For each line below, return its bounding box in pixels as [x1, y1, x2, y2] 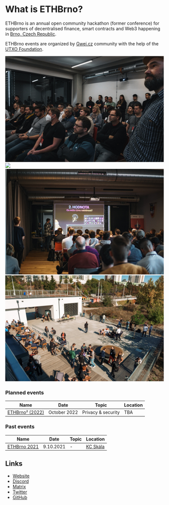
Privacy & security [82, 409, 120, 415]
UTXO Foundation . [5, 46, 44, 52]
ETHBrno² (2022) [7, 409, 44, 415]
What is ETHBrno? [5, 4, 83, 15]
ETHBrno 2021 [7, 444, 39, 450]
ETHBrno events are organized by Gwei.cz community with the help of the [5, 40, 159, 46]
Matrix [12, 483, 26, 489]
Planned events [5, 389, 44, 396]
